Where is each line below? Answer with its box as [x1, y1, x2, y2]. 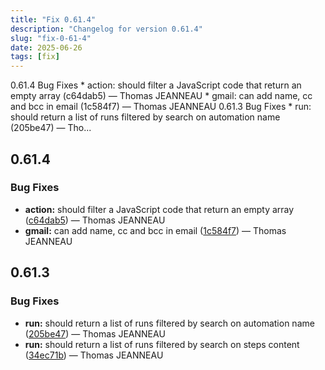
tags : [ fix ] [10, 52, 60, 62]
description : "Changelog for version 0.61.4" [10, 24, 203, 34]
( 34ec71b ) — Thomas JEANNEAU [24, 349, 164, 361]
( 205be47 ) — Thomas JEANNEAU [24, 327, 166, 340]
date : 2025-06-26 [10, 42, 83, 53]
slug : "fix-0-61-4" [10, 33, 92, 43]
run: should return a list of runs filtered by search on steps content [24, 338, 300, 350]
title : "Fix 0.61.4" [10, 14, 97, 25]
